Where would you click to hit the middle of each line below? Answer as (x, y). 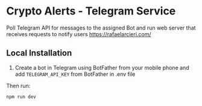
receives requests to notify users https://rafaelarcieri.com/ (79, 34)
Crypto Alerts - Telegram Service (91, 11)
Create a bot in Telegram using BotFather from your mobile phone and (102, 67)
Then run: (18, 86)
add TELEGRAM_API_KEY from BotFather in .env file (75, 74)
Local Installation (39, 53)
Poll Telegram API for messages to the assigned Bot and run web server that (101, 28)
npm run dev (21, 97)
